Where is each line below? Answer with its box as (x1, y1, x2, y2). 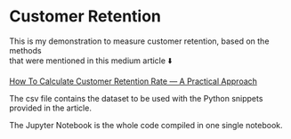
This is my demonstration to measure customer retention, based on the (9, 36, 270, 46)
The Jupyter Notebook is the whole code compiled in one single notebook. (9, 119, 283, 130)
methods (9, 45, 42, 55)
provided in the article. (9, 102, 92, 113)
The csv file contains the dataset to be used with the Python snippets (9, 93, 263, 103)
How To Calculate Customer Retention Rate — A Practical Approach (9, 76, 258, 86)
